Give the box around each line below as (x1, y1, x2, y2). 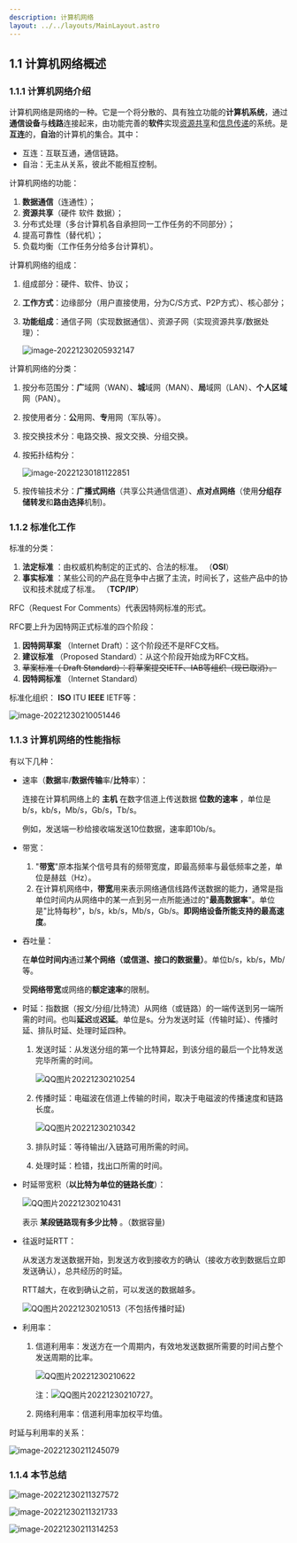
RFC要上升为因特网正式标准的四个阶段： (9, 621, 156, 632)
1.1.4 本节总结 (9, 1469, 67, 1481)
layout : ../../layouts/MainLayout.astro (9, 21, 161, 30)
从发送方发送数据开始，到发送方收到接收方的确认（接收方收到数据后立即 (21, 1254, 286, 1265)
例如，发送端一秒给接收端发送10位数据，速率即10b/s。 (21, 823, 221, 834)
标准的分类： (9, 542, 56, 554)
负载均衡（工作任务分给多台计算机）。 (21, 241, 158, 252)
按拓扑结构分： (21, 449, 77, 461)
